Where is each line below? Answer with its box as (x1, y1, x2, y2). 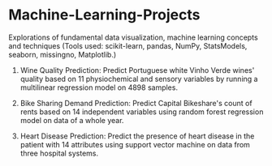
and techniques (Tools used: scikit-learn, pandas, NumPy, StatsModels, (8, 40, 248, 50)
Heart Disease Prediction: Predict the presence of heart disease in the (19, 131, 255, 141)
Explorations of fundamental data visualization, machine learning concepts (8, 32, 258, 42)
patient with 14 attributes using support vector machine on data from (19, 139, 250, 149)
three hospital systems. (19, 148, 99, 158)
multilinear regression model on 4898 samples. (19, 83, 179, 92)
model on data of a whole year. (19, 115, 124, 125)
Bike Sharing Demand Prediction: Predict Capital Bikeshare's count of (19, 98, 253, 108)
